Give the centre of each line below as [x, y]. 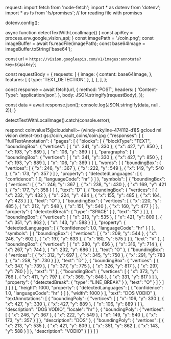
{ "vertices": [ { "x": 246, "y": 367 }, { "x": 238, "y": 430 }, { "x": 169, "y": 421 [86, 184]
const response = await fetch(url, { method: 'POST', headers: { [71, 89]
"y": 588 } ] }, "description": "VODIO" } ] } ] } [52, 331]
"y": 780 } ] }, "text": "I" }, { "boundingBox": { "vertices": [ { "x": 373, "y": [82, 271]
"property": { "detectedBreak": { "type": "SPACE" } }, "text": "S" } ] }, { [79, 211]
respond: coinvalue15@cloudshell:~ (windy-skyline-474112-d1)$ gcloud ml [83, 130]
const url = [17, 59]
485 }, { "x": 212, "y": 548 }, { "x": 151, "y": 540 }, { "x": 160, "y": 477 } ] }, [82, 206]
